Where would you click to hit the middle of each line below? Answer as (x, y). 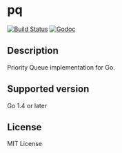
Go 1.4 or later (27, 105)
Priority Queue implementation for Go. (61, 67)
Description (33, 51)
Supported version (48, 89)
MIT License (25, 144)
